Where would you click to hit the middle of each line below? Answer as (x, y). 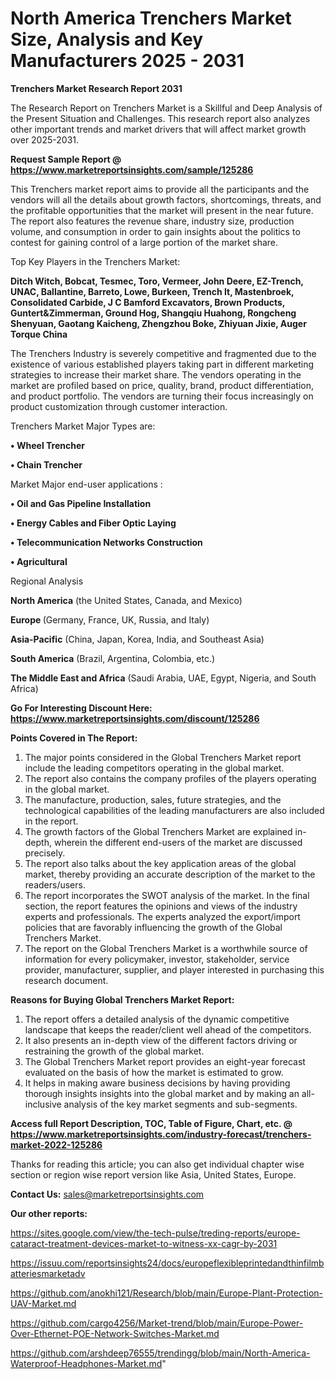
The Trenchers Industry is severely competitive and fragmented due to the (163, 353)
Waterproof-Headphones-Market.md (86, 1363)
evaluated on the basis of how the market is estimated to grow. (154, 1072)
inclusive (43, 1104)
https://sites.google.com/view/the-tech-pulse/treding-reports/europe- (155, 1233)
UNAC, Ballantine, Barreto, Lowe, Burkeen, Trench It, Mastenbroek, (152, 291)
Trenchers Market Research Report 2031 (96, 88)
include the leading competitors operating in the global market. (154, 768)
